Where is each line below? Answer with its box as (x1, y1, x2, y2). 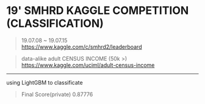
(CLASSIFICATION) (6, 16, 104, 30)
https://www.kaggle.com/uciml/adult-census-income (21, 61, 155, 69)
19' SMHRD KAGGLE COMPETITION (6, 4, 189, 18)
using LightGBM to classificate (6, 78, 84, 86)
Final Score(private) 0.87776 (21, 91, 93, 98)
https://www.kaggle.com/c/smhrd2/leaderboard (21, 43, 142, 50)
